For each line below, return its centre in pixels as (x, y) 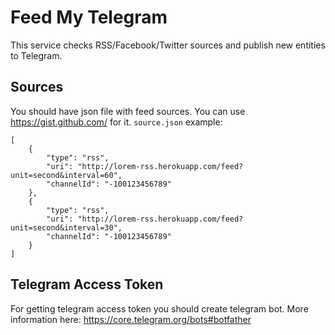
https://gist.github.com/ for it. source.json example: (116, 122)
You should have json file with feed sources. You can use (128, 111)
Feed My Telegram (89, 17)
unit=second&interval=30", (66, 227)
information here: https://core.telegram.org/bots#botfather (131, 319)
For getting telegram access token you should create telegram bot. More (159, 308)
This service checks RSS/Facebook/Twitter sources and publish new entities (168, 45)
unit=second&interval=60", (66, 175)
